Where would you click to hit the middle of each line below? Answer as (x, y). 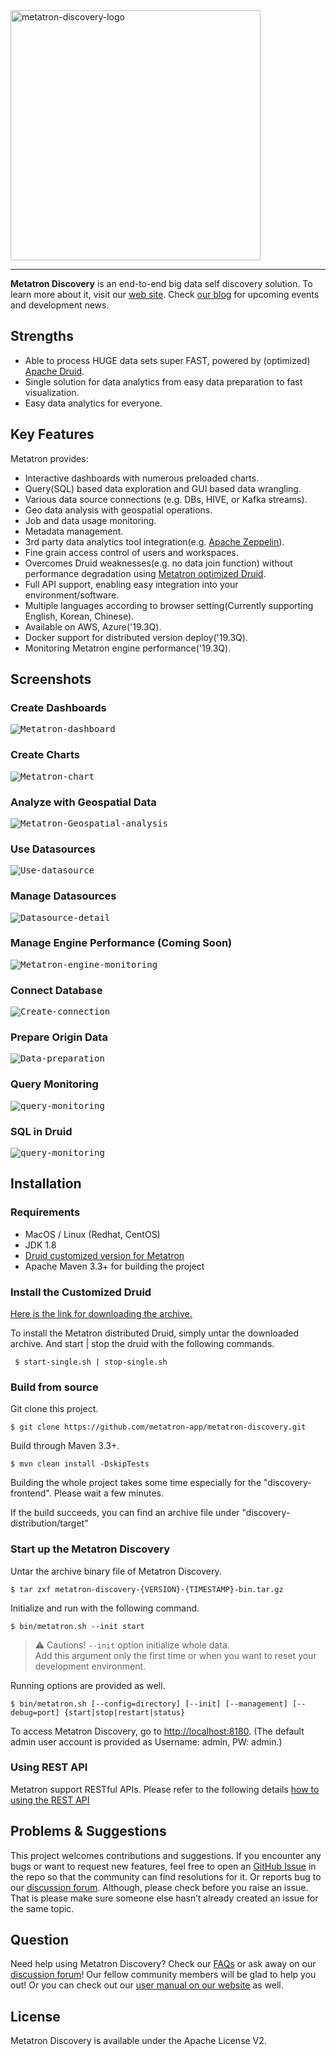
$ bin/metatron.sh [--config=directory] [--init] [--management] (149, 1704)
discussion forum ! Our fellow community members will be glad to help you (163, 1975)
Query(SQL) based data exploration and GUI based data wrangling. (163, 488)
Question (39, 1940)
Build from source (54, 1387)
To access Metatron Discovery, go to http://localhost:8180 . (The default (157, 1731)
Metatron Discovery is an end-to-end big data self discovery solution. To (161, 283)
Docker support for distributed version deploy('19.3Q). (136, 637)
